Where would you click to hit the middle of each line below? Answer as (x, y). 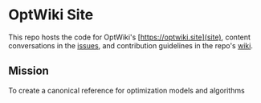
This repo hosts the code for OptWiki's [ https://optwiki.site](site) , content (130, 37)
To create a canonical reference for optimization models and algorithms (126, 90)
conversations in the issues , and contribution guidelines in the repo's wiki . (130, 45)
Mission (29, 71)
